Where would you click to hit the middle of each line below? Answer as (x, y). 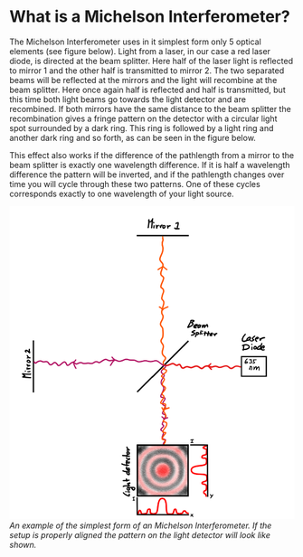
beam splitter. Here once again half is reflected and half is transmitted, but (148, 90)
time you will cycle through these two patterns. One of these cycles (135, 184)
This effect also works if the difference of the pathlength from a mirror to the (152, 155)
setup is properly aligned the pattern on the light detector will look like (140, 534)
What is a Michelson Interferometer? (150, 17)
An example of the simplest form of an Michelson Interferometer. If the (141, 525)
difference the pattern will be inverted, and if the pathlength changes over (147, 175)
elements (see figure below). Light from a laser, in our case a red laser (140, 51)
